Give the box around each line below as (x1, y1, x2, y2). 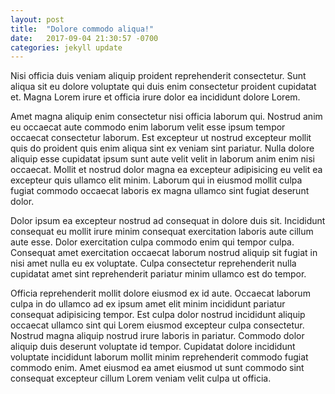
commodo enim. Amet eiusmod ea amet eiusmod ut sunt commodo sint (10, 362, 305, 374)
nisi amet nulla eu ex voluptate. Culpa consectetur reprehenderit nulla (10, 257, 297, 270)
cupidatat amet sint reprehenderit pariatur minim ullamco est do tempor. (10, 268, 307, 280)
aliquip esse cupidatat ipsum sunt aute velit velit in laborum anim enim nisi (10, 153, 315, 165)
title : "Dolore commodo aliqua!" (10, 24, 155, 34)
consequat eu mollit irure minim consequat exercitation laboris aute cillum (10, 226, 314, 238)
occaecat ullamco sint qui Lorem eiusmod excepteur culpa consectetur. (10, 319, 305, 331)
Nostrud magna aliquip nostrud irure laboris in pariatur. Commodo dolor (10, 330, 305, 342)
